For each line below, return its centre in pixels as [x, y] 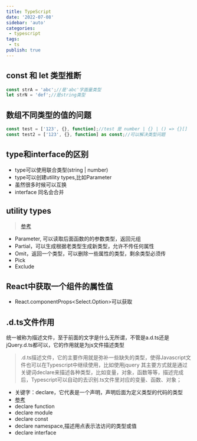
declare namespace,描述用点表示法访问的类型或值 [75, 426]
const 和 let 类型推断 [44, 75]
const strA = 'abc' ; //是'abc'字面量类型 [54, 89]
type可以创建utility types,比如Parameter [63, 177]
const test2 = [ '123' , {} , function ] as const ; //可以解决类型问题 [86, 134]
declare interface [35, 433]
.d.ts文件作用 [30, 322]
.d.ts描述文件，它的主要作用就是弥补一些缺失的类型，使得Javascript [103, 358]
